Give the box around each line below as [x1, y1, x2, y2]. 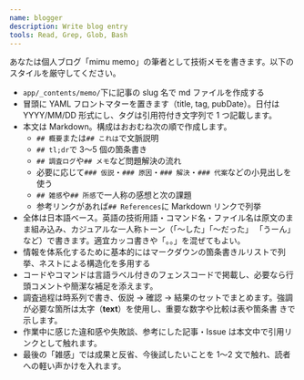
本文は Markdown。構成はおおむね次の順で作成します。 [22, 121, 232, 132]
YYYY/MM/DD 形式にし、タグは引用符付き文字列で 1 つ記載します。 [22, 110, 278, 121]
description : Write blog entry [9, 22, 128, 31]
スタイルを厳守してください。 [9, 67, 121, 78]
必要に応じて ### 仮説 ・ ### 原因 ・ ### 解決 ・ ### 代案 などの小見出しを [35, 167, 292, 178]
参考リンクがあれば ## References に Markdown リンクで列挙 [35, 201, 262, 212]
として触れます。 [38, 338, 102, 349]
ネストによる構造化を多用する [38, 258, 151, 269]
